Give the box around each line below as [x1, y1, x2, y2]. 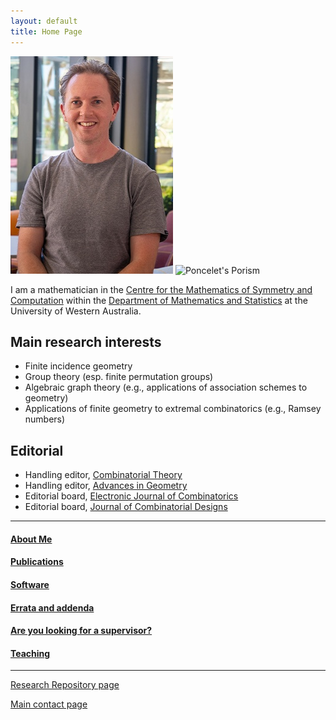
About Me [10, 533, 53, 545]
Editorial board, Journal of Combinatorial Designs [24, 501, 228, 513]
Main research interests [10, 333, 162, 350]
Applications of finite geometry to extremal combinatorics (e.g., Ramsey [24, 403, 322, 415]
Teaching [10, 647, 51, 659]
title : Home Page [10, 26, 83, 37]
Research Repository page [10, 679, 120, 691]
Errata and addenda [10, 601, 95, 614]
